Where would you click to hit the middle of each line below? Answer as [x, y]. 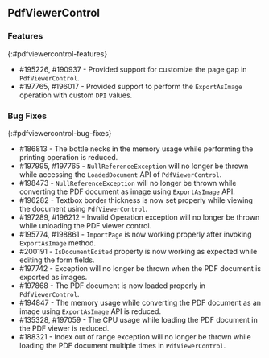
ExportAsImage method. [58, 243]
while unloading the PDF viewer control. [85, 225]
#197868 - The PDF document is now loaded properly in [112, 286]
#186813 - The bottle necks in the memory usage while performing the [136, 149]
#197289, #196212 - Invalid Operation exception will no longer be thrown [139, 217]
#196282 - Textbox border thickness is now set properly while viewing [136, 200]
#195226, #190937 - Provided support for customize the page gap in [133, 69]
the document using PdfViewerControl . [83, 208]
